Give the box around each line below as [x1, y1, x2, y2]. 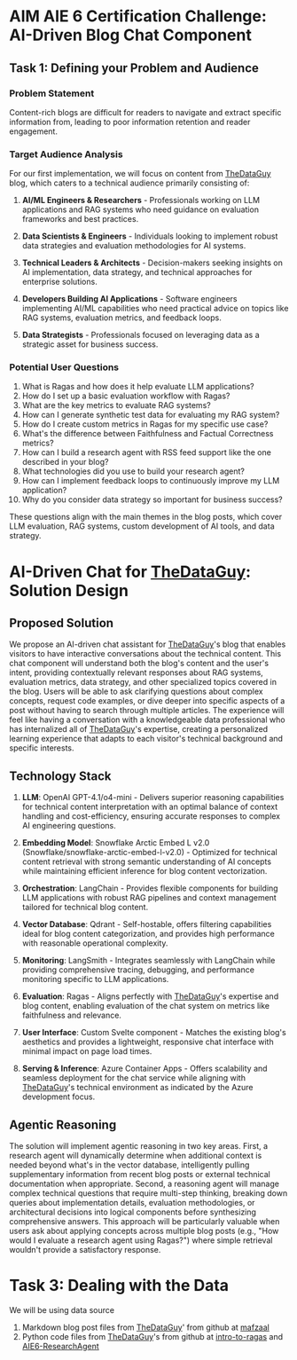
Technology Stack [9, 768, 112, 783]
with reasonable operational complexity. [21, 938, 168, 948]
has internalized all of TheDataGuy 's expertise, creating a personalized [9, 724, 269, 735]
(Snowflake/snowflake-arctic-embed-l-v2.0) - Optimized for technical [21, 847, 277, 858]
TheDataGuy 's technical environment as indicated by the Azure [21, 1082, 254, 1093]
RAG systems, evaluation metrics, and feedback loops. [21, 312, 222, 323]
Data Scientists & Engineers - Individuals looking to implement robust [21, 231, 278, 241]
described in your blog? [21, 457, 109, 468]
